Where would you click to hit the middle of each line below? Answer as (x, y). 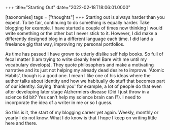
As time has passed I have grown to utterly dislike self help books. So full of (84, 54)
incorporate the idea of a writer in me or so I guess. (59, 103)
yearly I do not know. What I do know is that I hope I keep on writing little (81, 118)
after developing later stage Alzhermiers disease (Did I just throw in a (77, 92)
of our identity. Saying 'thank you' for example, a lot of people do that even (83, 86)
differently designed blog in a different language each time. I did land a (79, 39)
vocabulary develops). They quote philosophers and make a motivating (79, 65)
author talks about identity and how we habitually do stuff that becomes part (85, 81)
